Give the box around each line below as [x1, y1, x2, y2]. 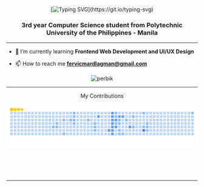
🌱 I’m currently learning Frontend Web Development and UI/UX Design [15, 48, 194, 55]
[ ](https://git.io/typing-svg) [50, 6, 154, 13]
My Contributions [80, 92, 124, 100]
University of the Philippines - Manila [46, 28, 158, 36]
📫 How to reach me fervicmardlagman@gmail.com [15, 60, 148, 67]
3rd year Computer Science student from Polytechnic [21, 21, 183, 29]
